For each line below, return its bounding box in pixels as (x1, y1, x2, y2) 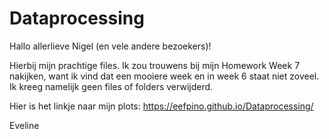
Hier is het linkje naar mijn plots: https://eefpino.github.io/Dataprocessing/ (9, 100, 314, 112)
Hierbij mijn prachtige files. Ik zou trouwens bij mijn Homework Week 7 (9, 59, 301, 71)
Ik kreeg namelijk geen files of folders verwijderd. (9, 80, 214, 92)
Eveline (9, 119, 40, 131)
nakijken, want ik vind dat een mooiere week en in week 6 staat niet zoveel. (9, 70, 320, 82)
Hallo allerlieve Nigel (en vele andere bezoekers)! (9, 40, 212, 52)
